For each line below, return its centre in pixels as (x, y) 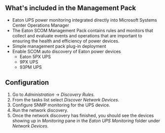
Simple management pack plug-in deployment (59, 46)
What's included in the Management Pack (71, 8)
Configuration (27, 83)
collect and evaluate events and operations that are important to (77, 35)
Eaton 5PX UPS (35, 57)
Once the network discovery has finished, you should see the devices (83, 115)
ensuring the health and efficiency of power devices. (66, 41)
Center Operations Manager (41, 25)
